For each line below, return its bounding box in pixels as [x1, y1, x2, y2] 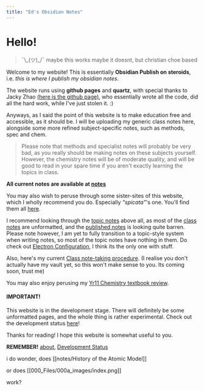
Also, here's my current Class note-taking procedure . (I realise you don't [6, 254, 188, 262]
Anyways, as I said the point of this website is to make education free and [6, 111, 191, 119]
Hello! [6, 35, 37, 49]
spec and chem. [6, 130, 47, 138]
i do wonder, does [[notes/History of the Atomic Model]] [6, 354, 147, 362]
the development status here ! [6, 319, 80, 326]
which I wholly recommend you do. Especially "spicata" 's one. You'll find [6, 199, 190, 206]
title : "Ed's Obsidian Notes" [6, 9, 83, 15]
